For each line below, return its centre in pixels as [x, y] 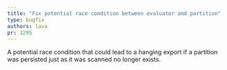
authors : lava [28, 26]
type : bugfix [26, 20]
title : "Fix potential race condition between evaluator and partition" [114, 13]
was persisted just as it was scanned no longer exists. [84, 60]
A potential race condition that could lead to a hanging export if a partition [112, 52]
